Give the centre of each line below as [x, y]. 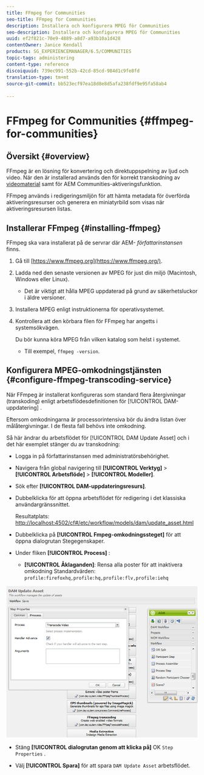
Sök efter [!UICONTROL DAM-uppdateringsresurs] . [81, 486]
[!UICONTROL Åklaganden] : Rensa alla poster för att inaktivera [103, 565]
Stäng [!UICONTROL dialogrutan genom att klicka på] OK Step [94, 747]
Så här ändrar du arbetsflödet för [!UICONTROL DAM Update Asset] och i [98, 437]
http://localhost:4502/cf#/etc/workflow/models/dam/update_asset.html [104, 523]
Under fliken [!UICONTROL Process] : [63, 552]
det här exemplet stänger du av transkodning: [63, 444]
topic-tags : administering [40, 58]
